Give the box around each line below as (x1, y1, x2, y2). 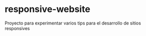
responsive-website (5, 3, 91, 15)
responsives (5, 25, 30, 31)
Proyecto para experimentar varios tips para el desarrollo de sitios (5, 20, 141, 26)
